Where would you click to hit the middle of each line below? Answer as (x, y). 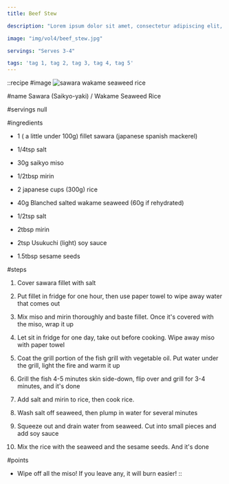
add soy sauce (38, 434)
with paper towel (41, 345)
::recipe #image (29, 83)
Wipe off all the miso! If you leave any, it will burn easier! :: (99, 474)
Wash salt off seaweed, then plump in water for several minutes (107, 413)
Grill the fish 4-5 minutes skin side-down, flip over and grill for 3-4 (111, 379)
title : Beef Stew (32, 13)
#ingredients (25, 123)
